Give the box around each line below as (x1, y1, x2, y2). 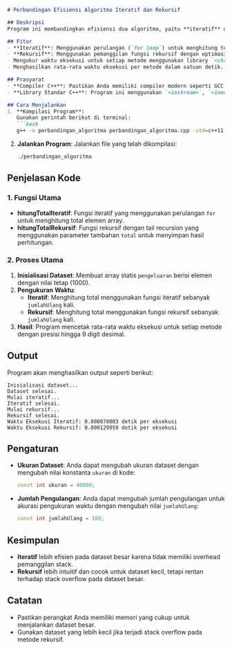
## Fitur (7, 38, 32, 45)
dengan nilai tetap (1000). (17, 278, 90, 286)
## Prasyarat (7, 76, 45, 83)
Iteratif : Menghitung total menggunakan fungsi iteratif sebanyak (27, 293, 211, 301)
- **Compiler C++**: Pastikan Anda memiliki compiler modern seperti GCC (7, 82, 224, 89)
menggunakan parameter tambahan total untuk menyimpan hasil (17, 230, 204, 239)
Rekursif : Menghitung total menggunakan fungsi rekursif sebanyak (27, 308, 219, 316)
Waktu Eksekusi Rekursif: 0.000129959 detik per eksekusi (7, 424, 177, 431)
